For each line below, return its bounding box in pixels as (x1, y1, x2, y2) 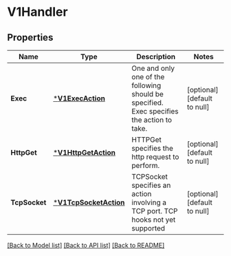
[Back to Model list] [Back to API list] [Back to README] (7, 242, 165, 249)
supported (131, 224, 166, 233)
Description (136, 52, 176, 61)
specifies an (131, 180, 171, 190)
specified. (131, 98, 164, 107)
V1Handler (7, 4, 68, 20)
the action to (131, 115, 173, 125)
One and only (131, 63, 175, 73)
